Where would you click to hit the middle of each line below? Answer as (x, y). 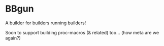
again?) (13, 38)
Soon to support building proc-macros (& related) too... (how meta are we (82, 32)
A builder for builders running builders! (46, 23)
